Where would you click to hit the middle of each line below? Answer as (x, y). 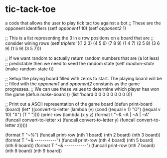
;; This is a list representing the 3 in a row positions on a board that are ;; (80, 38)
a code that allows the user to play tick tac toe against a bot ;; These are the (83, 23)
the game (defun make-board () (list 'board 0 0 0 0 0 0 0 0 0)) (69, 94)
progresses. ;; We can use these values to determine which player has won (82, 89)
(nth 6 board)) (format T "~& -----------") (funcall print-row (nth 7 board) (80, 145)
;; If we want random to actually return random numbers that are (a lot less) (82, 58)
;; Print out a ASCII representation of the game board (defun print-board (79, 104)
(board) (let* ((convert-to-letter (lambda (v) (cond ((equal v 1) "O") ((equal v (83, 109)
